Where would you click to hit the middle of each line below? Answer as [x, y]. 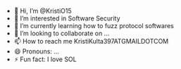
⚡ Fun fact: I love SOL [45, 59]
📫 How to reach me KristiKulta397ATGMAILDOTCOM [91, 41]
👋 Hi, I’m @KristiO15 [43, 11]
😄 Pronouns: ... [37, 51]
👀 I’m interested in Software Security [67, 18]
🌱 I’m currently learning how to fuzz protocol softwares [94, 26]
